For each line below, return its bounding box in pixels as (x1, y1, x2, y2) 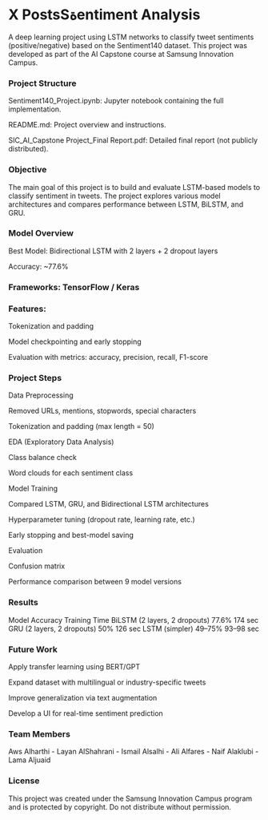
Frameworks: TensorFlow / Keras (8, 281, 140, 293)
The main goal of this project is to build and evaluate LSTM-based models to (8, 182, 261, 192)
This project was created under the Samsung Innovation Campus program (8, 794, 253, 803)
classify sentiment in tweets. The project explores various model (8, 191, 222, 200)
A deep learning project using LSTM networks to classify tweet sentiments (8, 32, 254, 42)
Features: (8, 303, 46, 314)
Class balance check (8, 453, 78, 463)
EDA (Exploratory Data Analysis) (8, 437, 114, 446)
